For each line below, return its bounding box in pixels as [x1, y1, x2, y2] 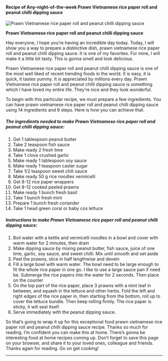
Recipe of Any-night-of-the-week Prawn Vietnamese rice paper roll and [5, 4, 158, 10]
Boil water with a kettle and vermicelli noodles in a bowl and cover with [12, 235, 159, 241]
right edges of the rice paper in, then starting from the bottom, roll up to [12, 293, 161, 299]
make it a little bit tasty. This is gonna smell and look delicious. [5, 55, 134, 62]
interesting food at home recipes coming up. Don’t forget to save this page [5, 335, 159, 341]
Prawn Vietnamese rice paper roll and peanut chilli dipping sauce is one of [5, 65, 159, 71]
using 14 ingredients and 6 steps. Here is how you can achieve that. [5, 107, 145, 113]
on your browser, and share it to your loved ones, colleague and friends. [5, 340, 154, 346]
